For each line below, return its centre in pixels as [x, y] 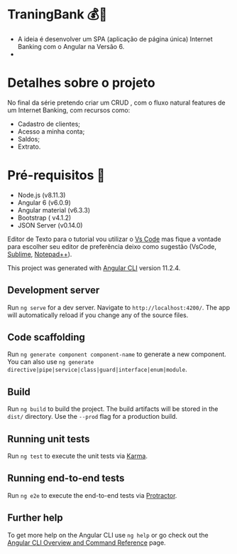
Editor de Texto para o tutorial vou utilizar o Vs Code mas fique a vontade [114, 239]
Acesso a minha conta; [51, 131]
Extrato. [29, 147]
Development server [54, 291]
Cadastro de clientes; [49, 124]
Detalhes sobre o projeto [81, 83]
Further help [35, 518]
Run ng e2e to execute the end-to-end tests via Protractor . [92, 495]
